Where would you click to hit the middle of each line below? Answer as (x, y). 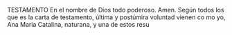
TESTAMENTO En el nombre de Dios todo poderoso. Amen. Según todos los (116, 10)
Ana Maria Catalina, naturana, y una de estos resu (78, 24)
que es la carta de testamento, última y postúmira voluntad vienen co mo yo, (116, 17)
